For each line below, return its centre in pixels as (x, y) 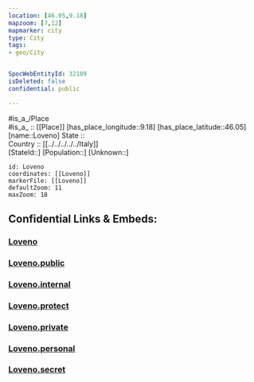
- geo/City (26, 53)
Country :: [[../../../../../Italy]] (53, 143)
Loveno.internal (40, 284)
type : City (26, 38)
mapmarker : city (35, 30)
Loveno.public (37, 263)
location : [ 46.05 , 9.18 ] (48, 16)
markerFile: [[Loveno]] (48, 181)
